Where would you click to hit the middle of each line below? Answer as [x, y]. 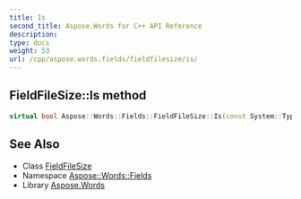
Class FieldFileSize [57, 166]
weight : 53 [30, 51]
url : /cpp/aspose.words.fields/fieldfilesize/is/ [104, 59]
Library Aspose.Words [64, 185]
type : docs [30, 43]
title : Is [28, 17]
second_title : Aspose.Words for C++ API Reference [106, 26]
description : [34, 34]
